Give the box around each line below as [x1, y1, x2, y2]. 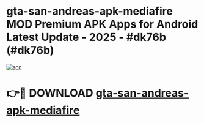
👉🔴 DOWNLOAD [6, 86, 93, 100]
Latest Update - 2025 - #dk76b [6, 31, 167, 44]
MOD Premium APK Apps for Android [6, 17, 199, 31]
